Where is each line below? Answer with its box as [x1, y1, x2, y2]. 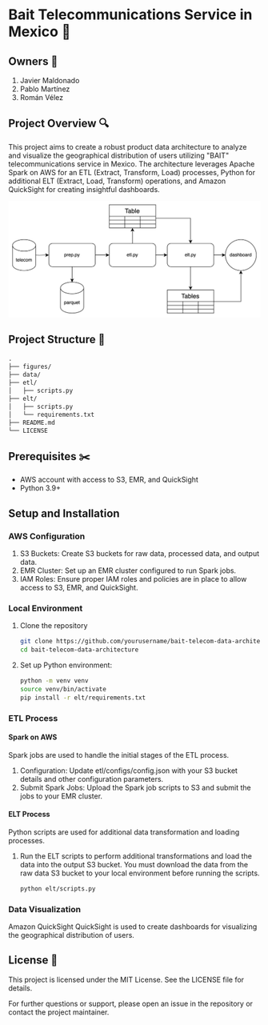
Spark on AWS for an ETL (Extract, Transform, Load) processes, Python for [8, 167, 256, 177]
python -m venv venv [19, 676, 89, 685]
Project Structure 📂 [8, 333, 106, 346]
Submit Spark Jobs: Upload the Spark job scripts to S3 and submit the [19, 783, 251, 792]
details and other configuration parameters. [19, 774, 164, 783]
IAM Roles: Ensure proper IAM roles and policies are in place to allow [19, 574, 247, 583]
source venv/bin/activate [19, 685, 106, 693]
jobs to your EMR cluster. [19, 791, 102, 801]
